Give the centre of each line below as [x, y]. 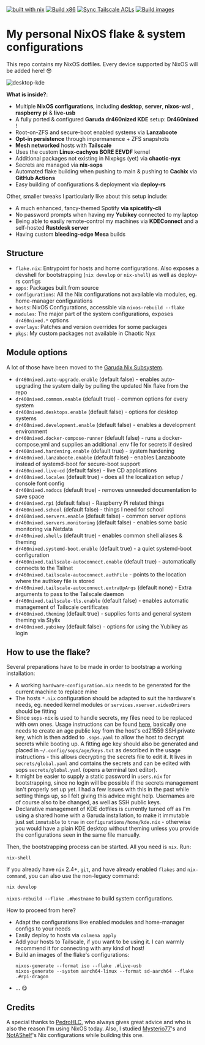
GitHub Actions [35, 178]
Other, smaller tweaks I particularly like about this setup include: [87, 196]
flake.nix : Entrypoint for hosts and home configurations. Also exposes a [107, 268]
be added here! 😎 [29, 70]
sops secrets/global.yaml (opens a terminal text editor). [86, 770]
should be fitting [36, 711]
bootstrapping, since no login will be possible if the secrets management [107, 783]
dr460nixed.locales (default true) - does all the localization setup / [99, 477]
